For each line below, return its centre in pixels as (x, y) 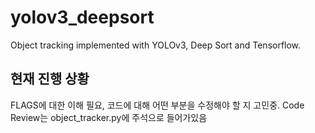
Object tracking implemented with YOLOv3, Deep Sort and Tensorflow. (156, 45)
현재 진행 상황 (50, 79)
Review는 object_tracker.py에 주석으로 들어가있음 (109, 117)
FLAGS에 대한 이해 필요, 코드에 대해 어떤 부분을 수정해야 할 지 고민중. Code (157, 105)
